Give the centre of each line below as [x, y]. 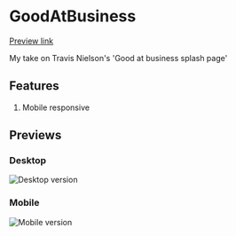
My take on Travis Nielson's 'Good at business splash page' [118, 58]
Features [34, 86]
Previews [35, 135]
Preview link [31, 41]
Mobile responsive [56, 107]
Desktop [28, 161]
